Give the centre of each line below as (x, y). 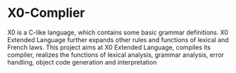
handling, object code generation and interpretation (82, 62)
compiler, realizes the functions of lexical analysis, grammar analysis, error (116, 55)
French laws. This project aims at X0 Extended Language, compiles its (109, 47)
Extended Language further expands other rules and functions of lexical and (118, 39)
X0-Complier (46, 13)
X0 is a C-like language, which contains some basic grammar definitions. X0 (118, 32)
